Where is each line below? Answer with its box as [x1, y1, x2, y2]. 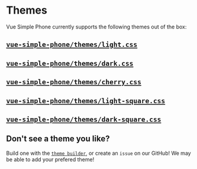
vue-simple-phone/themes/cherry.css [6, 78, 142, 87]
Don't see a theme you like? [6, 134, 110, 144]
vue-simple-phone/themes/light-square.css [6, 96, 166, 105]
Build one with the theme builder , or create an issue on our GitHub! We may [6, 149, 191, 157]
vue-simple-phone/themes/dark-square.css [6, 115, 162, 123]
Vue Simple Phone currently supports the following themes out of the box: [6, 23, 187, 30]
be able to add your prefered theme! [6, 155, 95, 163]
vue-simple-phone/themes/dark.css [6, 59, 134, 68]
